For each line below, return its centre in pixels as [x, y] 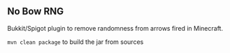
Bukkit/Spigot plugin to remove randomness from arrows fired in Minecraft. [115, 28]
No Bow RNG [36, 12]
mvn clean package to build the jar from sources [76, 42]
